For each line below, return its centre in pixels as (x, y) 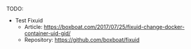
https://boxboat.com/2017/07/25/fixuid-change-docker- (114, 27)
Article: (33, 27)
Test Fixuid (29, 20)
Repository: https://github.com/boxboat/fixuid (82, 40)
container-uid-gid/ (48, 33)
